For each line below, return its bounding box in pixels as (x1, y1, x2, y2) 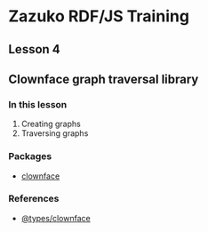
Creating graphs (20, 118, 81, 130)
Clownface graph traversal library (8, 71, 199, 86)
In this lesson (8, 98, 68, 110)
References (8, 193, 60, 205)
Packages (8, 150, 52, 163)
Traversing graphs (20, 128, 89, 139)
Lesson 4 (8, 42, 61, 57)
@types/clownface (20, 212, 91, 223)
